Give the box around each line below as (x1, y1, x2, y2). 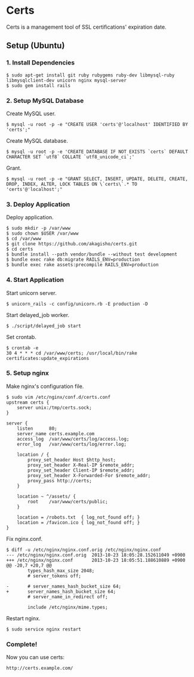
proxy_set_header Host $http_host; (27, 457, 116, 463)
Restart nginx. (6, 614, 41, 621)
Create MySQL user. (6, 110, 56, 117)
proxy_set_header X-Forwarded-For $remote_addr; (27, 472, 151, 478)
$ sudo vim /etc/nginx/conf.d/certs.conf (6, 394, 111, 400)
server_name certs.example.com (17, 430, 95, 436)
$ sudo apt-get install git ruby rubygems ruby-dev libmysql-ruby (6, 72, 175, 78)
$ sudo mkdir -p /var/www (6, 225, 70, 232)
